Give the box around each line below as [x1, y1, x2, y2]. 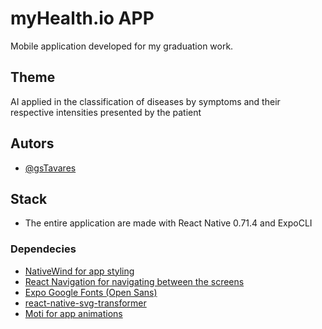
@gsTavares [24, 162, 77, 174]
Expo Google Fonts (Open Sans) [24, 286, 158, 298]
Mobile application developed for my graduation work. [10, 40, 234, 52]
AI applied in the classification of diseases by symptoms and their [10, 95, 281, 107]
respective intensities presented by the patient [10, 106, 202, 118]
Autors [10, 135, 55, 152]
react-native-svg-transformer [24, 297, 147, 309]
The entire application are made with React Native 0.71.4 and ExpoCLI [24, 217, 313, 229]
